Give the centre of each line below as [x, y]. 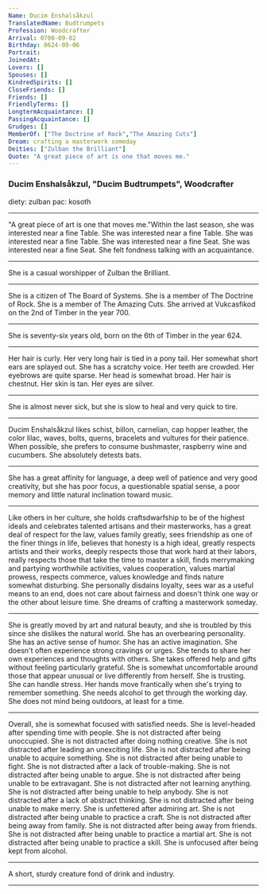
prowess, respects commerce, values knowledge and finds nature [116, 576]
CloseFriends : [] [37, 90]
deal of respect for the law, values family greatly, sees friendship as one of [130, 534]
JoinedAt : [25, 61]
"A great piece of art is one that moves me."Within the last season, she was [131, 224]
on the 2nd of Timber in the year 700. [70, 312]
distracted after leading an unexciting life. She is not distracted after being [130, 749]
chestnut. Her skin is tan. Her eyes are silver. [81, 384]
